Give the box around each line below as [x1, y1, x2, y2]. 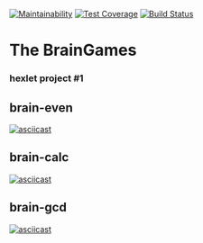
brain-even [9, 100, 74, 115]
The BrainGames [9, 40, 137, 60]
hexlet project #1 [9, 72, 84, 85]
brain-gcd [9, 200, 68, 215]
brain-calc [9, 149, 69, 166]
